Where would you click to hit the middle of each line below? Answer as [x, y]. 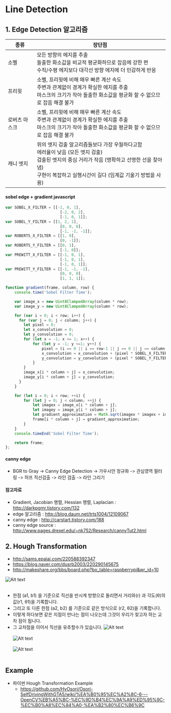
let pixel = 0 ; [40, 325]
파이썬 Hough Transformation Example [53, 683]
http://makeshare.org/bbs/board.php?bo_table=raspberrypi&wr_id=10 [85, 569]
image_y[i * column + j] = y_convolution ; [69, 377]
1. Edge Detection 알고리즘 [47, 29]
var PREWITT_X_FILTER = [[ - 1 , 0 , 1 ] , [45, 255]
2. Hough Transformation [46, 546]
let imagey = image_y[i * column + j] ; [75, 410]
